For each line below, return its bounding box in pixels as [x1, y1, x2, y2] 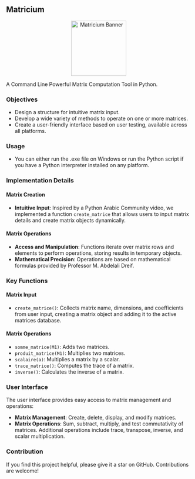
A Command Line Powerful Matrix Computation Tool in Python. [6, 81, 158, 88]
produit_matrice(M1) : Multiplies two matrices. [14, 350, 126, 357]
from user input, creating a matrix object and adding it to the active [14, 310, 177, 317]
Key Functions [6, 277, 48, 285]
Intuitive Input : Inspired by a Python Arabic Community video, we [14, 204, 174, 211]
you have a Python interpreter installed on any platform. [14, 162, 150, 169]
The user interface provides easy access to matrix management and [6, 397, 172, 404]
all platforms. [14, 128, 46, 135]
